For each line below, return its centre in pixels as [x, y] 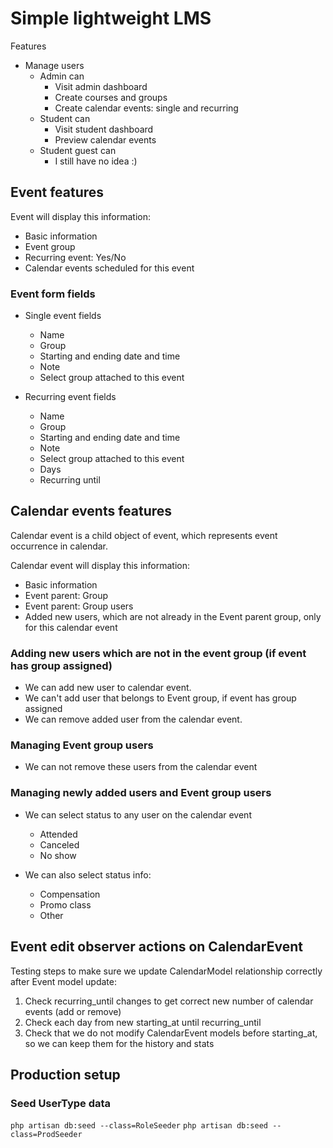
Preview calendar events [105, 139]
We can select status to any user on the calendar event [138, 814]
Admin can [62, 76]
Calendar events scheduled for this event [109, 268]
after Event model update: [63, 981]
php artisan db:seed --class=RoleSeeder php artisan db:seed [139, 1126]
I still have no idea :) [96, 161]
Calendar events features [91, 511]
